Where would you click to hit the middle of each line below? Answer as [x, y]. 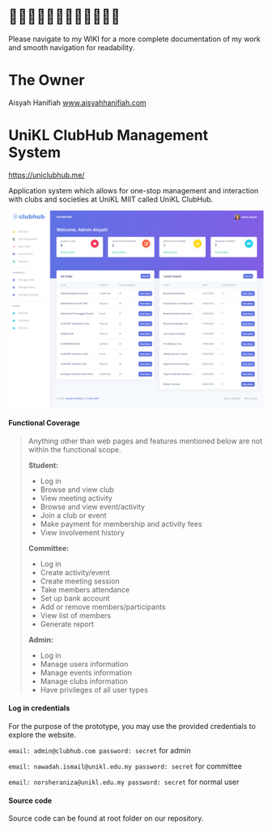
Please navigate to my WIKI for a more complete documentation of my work [134, 39]
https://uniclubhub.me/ [47, 175]
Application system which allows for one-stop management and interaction [134, 190]
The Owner [47, 81]
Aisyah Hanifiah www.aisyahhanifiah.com [78, 102]
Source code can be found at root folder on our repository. [106, 818]
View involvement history [83, 532]
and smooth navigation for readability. [72, 47]
